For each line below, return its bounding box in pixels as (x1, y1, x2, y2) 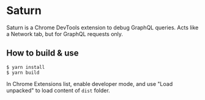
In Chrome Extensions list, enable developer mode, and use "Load (6, 80, 173, 87)
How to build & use (6, 48, 79, 59)
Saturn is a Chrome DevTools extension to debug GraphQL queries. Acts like (6, 24, 199, 31)
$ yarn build (6, 70, 40, 76)
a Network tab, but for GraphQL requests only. (6, 30, 124, 37)
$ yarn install (6, 64, 45, 70)
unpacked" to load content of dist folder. (6, 87, 110, 94)
